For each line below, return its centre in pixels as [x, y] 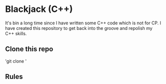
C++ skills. [16, 33]
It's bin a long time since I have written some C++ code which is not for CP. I [83, 23]
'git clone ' [16, 61]
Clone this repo [29, 49]
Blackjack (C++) [39, 9]
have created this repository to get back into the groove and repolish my [79, 28]
